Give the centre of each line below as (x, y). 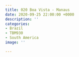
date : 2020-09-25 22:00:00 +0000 (40, 14)
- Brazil (14, 28)
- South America (22, 38)
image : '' (15, 42)
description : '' (22, 19)
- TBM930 (14, 33)
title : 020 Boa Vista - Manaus (38, 10)
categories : (17, 24)
